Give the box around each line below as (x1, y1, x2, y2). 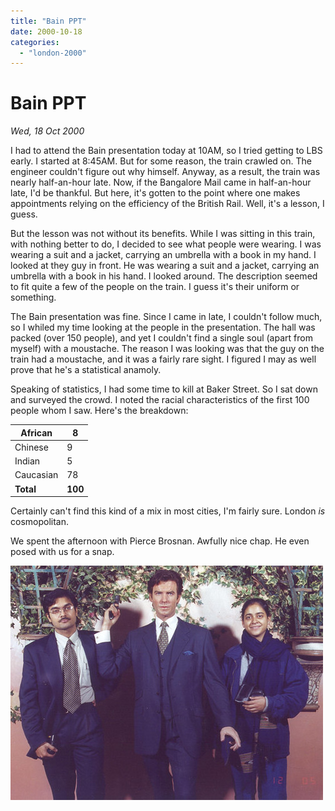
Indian (14, 455, 41, 467)
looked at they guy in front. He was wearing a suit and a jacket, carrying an (10, 260, 320, 272)
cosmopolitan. (10, 516, 70, 528)
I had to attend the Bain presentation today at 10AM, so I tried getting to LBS (10, 145, 323, 157)
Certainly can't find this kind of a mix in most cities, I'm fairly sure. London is (10, 505, 326, 517)
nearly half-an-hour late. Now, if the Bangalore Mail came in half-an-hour (10, 176, 312, 189)
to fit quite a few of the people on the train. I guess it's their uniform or (10, 281, 300, 293)
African (20, 426, 53, 439)
